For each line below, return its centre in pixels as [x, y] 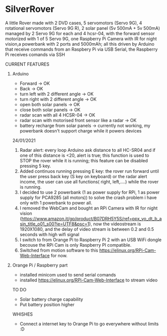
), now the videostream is [115, 224]
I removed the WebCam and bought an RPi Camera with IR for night [89, 208]
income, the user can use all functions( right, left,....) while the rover [89, 182]
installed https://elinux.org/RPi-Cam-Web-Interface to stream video [89, 280]
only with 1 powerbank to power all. [56, 202]
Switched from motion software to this [59, 250]
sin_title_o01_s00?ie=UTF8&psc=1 [54, 224]
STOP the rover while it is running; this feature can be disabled [84, 160]
